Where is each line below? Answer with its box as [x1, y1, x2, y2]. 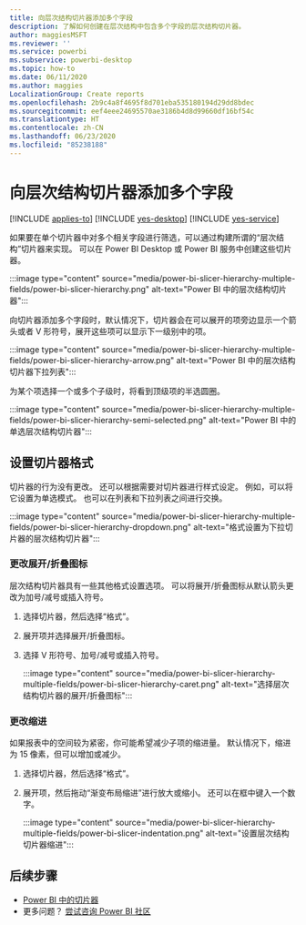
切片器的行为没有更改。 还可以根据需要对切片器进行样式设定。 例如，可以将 [9, 481, 293, 492]
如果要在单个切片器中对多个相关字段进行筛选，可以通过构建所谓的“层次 [9, 231, 277, 242]
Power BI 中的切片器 [22, 894, 99, 905]
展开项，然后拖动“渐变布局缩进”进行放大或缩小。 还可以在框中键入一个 [22, 788, 289, 798]
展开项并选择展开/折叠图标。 [22, 630, 130, 641]
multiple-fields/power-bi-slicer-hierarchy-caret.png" [22, 678, 220, 689]
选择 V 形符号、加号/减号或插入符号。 [22, 649, 164, 660]
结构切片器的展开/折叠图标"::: [22, 689, 133, 701]
